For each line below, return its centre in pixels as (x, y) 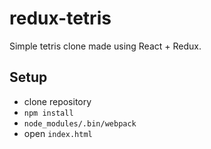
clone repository (57, 101)
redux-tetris (60, 18)
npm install (48, 113)
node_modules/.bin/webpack (80, 123)
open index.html (58, 133)
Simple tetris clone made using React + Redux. (105, 46)
